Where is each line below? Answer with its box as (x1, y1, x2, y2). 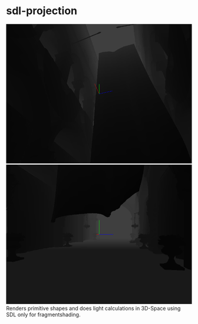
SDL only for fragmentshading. (6, 311, 81, 318)
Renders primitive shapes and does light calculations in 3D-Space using (6, 305, 181, 312)
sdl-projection (6, 4, 78, 18)
